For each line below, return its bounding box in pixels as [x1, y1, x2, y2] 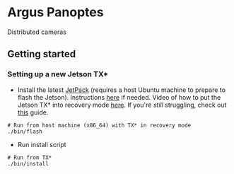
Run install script [17, 140, 66, 149]
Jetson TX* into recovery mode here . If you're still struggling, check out [17, 100, 227, 109]
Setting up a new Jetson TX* [7, 69, 109, 79]
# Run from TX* [7, 153, 52, 161]
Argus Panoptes [7, 4, 104, 21]
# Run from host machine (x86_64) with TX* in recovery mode [7, 122, 192, 129]
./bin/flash [7, 128, 42, 135]
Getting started [7, 48, 76, 60]
